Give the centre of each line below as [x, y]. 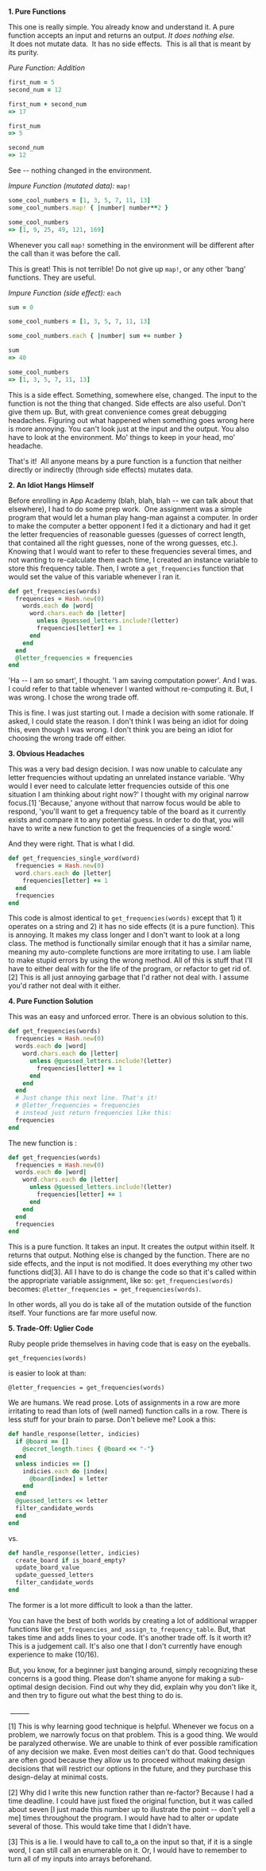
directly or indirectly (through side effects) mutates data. [100, 469]
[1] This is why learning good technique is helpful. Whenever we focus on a [131, 1726]
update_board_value [48, 1568]
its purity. [23, 52]
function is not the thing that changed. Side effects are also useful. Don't [127, 403]
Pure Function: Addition [47, 68]
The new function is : [43, 1143]
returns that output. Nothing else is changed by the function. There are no [129, 1255]
